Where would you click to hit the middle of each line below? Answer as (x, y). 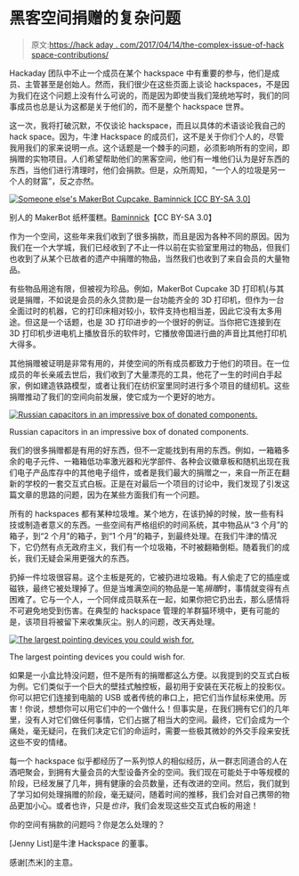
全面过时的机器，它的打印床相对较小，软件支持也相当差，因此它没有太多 (141, 311)
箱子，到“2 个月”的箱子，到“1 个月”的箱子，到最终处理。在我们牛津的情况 (143, 536)
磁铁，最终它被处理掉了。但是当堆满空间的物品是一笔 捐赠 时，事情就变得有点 (149, 588)
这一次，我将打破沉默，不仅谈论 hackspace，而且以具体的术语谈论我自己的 (147, 125)
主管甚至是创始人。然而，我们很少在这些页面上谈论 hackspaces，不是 (153, 84)
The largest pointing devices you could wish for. (97, 657)
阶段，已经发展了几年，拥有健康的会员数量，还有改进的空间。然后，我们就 (145, 783)
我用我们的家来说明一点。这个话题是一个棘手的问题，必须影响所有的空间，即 (149, 147)
